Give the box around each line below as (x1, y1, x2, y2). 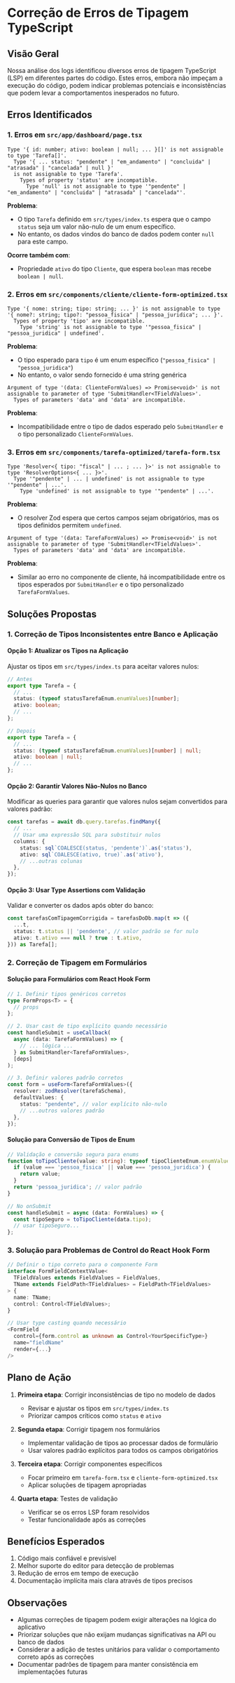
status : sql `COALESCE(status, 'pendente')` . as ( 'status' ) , (20, 844, 192, 852)
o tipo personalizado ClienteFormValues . (17, 429, 134, 438)
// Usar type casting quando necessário (7, 1320, 127, 1327)
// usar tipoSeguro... (13, 1222, 80, 1229)
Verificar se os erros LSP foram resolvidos (27, 1508, 150, 1516)
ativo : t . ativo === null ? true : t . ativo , (13, 934, 143, 941)
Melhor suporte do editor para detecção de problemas (17, 1562, 175, 1570)
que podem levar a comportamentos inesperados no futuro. (7, 89, 180, 97)
